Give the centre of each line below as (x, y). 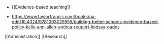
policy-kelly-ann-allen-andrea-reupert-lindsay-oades (66, 27)
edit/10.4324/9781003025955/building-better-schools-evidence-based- (85, 22)
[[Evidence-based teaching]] (41, 7)
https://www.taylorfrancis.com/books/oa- (54, 16)
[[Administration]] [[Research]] (36, 36)
